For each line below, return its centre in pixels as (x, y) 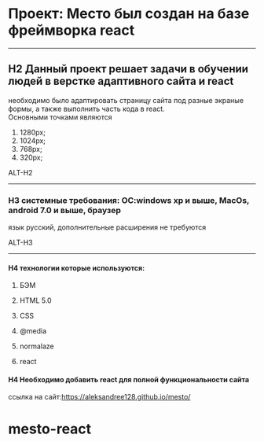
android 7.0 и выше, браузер (65, 210)
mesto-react (50, 429)
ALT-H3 (20, 243)
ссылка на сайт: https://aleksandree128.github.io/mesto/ (99, 397)
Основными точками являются (60, 117)
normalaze (37, 346)
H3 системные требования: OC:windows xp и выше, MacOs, (129, 200)
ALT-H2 (20, 172)
